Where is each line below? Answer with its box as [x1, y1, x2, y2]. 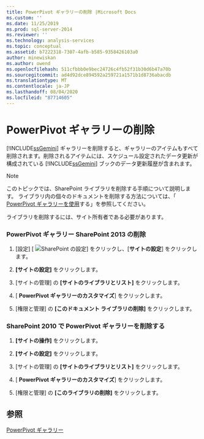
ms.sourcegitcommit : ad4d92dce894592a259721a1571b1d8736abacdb [6, 72, 172, 78]
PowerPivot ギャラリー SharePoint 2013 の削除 [6, 230, 146, 238]
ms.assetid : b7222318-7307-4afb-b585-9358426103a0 [6, 49, 138, 55]
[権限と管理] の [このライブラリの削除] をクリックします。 [15, 389, 162, 397]
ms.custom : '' [6, 15, 43, 21]
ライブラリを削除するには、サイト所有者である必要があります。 [6, 213, 167, 220]
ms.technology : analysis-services [6, 37, 95, 44]
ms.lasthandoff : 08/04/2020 [6, 89, 78, 95]
